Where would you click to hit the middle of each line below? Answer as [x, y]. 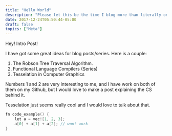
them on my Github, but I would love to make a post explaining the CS [79, 89]
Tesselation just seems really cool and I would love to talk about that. [78, 105]
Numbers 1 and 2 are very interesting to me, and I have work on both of [80, 84]
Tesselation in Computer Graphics [49, 74]
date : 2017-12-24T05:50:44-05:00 [41, 19]
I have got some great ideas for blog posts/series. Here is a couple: [76, 54]
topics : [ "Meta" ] [24, 29]
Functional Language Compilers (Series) [55, 69]
